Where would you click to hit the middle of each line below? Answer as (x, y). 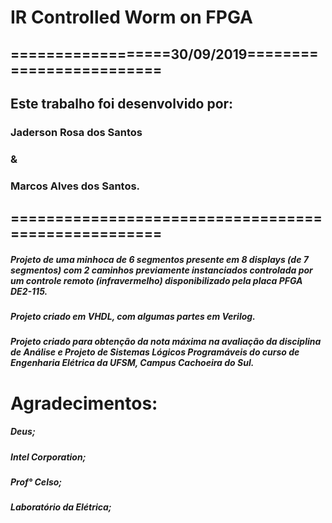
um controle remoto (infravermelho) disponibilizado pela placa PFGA (156, 280)
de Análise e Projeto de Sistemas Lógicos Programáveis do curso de (155, 352)
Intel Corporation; (48, 457)
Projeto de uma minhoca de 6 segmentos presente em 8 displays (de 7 (159, 259)
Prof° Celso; (36, 482)
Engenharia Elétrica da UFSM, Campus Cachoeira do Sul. (132, 363)
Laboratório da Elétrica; (61, 507)
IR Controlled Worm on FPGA (131, 17)
